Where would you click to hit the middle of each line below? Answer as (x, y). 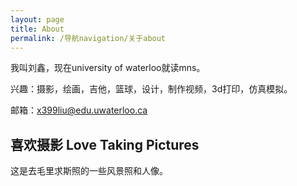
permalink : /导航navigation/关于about (88, 38)
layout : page (37, 19)
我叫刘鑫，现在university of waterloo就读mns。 (108, 68)
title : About (37, 29)
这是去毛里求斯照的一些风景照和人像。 (89, 171)
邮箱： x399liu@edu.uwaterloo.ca (79, 110)
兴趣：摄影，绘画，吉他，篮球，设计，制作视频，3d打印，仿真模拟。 (151, 89)
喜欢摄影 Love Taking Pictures (105, 144)
